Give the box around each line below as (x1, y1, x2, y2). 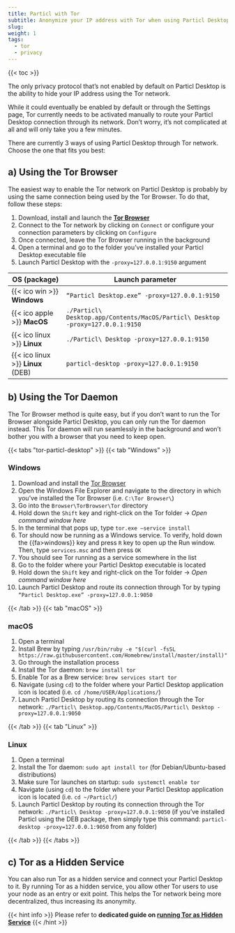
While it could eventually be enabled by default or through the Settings (8, 103, 211, 111)
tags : (8, 36, 24, 43)
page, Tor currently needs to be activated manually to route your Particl (8, 110, 213, 119)
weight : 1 (8, 29, 37, 37)
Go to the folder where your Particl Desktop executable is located (17, 560, 206, 569)
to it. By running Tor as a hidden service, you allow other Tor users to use (8, 882, 218, 891)
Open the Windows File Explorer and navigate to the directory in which (17, 486, 222, 495)
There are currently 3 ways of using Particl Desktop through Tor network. (8, 138, 219, 147)
